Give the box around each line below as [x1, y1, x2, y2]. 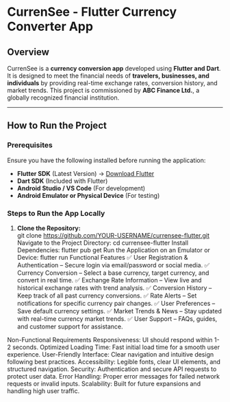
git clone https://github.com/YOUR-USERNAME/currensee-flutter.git [16, 231, 210, 239]
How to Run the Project [7, 120, 107, 131]
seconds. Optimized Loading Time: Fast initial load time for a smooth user [12, 343, 220, 351]
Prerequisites [7, 140, 53, 150]
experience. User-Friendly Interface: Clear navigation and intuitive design [7, 350, 214, 358]
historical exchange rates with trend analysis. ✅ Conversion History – [16, 283, 212, 292]
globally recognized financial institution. [7, 93, 120, 102]
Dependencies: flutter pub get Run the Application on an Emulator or [16, 245, 211, 254]
